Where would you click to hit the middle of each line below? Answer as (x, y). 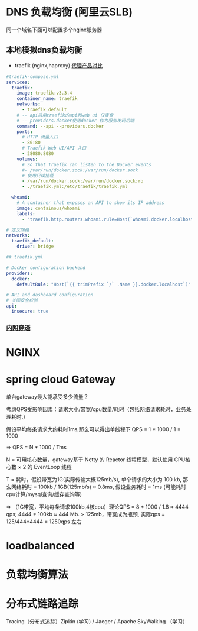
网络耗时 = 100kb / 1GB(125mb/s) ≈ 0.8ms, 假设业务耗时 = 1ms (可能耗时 (99, 487)
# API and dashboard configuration (50, 295)
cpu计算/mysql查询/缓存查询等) (44, 494)
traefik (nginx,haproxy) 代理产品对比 (59, 65)
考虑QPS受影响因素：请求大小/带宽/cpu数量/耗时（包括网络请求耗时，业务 (96, 409)
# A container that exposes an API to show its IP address (91, 203)
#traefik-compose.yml (33, 77)
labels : (26, 213)
